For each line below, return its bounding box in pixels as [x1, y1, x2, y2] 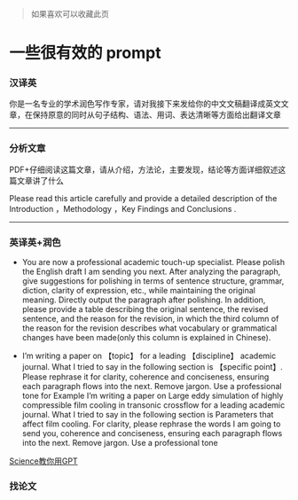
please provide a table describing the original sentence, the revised [21, 304, 269, 315]
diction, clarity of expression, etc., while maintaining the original [21, 285, 255, 296]
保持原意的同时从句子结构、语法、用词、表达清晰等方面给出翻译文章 [32, 110, 281, 121]
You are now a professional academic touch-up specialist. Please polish [21, 257, 286, 268]
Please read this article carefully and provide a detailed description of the [9, 192, 278, 203]
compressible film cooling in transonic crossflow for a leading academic [21, 400, 286, 410]
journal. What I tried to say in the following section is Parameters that [21, 410, 274, 420]
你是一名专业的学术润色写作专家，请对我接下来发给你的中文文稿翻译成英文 [9, 98, 281, 109]
